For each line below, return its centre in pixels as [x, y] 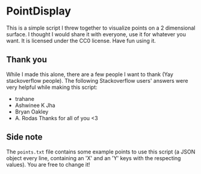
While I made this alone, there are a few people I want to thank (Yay [90, 74]
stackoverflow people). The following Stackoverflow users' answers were [97, 80]
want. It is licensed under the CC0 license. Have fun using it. [81, 40]
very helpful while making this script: [52, 87]
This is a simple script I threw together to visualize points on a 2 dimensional [101, 28]
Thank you [26, 60]
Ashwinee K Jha [35, 105]
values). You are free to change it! [48, 164]
